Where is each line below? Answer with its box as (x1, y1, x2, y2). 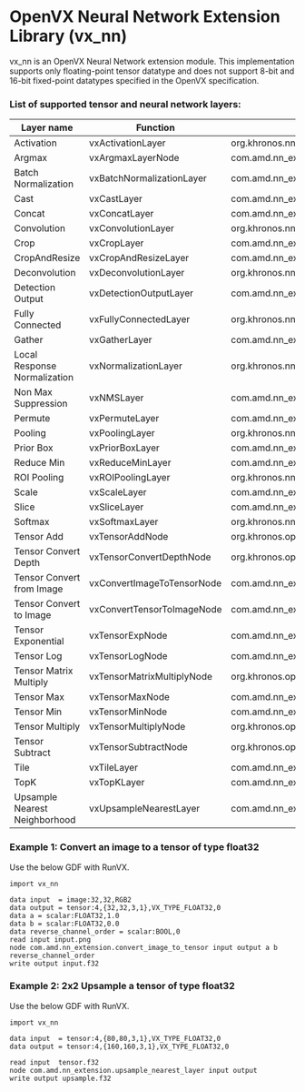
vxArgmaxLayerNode (89, 152, 180, 165)
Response (14, 359, 57, 372)
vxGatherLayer (89, 334, 152, 347)
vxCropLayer (89, 237, 144, 249)
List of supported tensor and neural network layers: (9, 97, 242, 110)
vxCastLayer (89, 193, 143, 206)
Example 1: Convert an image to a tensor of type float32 (9, 841, 260, 854)
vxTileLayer (89, 762, 139, 774)
